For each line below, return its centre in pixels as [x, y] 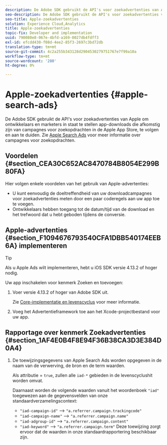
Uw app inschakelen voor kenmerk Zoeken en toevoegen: [64, 282]
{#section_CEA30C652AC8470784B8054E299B [82, 164]
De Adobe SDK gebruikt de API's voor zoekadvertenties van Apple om [77, 119]
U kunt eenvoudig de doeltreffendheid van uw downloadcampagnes [82, 193]
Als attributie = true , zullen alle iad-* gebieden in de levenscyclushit [82, 375]
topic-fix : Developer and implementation [49, 33]
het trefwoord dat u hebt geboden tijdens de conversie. [69, 214]
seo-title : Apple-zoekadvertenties [42, 19]
